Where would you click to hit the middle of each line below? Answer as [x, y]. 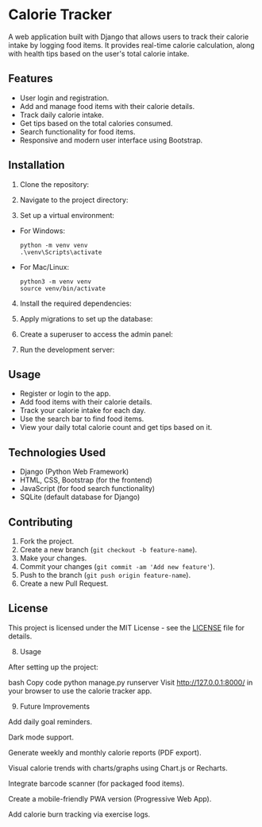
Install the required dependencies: [76, 303]
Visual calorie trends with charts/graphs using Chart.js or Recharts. [118, 768]
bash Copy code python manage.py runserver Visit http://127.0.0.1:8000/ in [131, 682]
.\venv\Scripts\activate [61, 252]
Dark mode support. [41, 737]
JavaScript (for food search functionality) [87, 489]
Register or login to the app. [65, 394]
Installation [37, 165]
